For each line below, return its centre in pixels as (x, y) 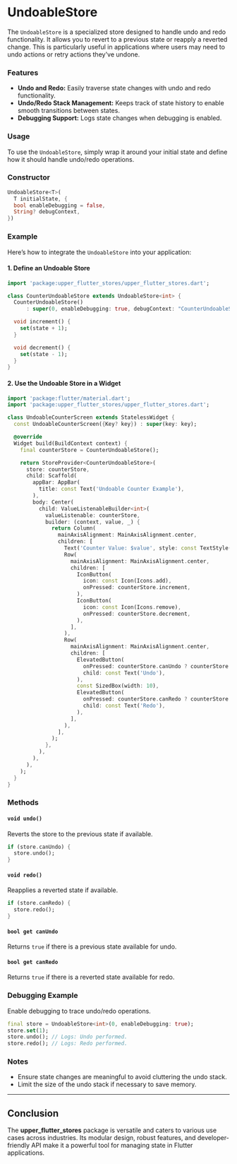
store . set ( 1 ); (28, 1031)
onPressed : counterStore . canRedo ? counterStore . (157, 699)
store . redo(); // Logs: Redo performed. (68, 1044)
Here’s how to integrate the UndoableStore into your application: (99, 252)
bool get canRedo (33, 962)
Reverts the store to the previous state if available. (80, 833)
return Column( (74, 528)
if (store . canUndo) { (39, 847)
